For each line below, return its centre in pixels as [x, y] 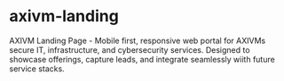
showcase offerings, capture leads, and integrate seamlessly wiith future [142, 59]
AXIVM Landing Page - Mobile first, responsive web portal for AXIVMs [138, 40]
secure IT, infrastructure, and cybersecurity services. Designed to [130, 49]
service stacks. [37, 69]
